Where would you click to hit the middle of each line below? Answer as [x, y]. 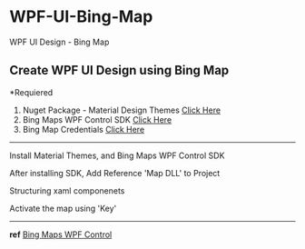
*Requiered [31, 92]
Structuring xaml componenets [67, 190]
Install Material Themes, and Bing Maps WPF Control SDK [117, 155]
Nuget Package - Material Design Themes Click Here [121, 110]
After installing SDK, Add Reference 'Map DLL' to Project [115, 173]
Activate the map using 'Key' [63, 208]
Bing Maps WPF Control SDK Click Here [97, 119]
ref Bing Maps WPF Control [61, 234]
